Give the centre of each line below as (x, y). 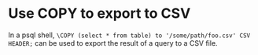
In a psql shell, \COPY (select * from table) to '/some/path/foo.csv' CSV (129, 35)
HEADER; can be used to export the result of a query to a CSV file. (113, 43)
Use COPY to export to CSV (100, 14)
